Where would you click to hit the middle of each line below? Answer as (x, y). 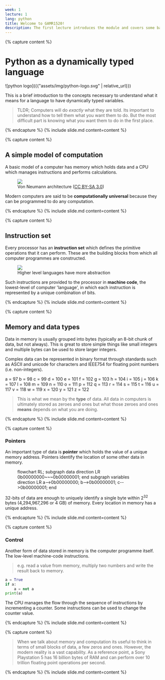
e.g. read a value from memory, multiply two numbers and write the (85, 565)
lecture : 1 (16, 14)
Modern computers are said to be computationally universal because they (81, 196)
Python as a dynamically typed (69, 62)
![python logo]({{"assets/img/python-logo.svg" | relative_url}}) (68, 86)
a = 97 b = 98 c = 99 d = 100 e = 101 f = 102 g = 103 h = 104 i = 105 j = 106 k (82, 379)
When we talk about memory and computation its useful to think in (84, 642)
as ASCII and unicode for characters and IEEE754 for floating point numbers (82, 364)
